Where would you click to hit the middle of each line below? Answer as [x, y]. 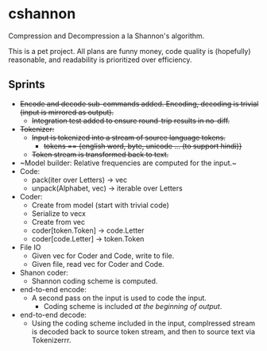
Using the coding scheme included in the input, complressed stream [143, 323]
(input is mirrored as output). [66, 112]
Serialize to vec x [58, 213]
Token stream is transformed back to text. [100, 154]
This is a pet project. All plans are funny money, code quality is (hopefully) [130, 51]
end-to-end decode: [53, 314]
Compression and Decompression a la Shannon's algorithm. [106, 36]
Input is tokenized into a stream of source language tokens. [129, 137]
